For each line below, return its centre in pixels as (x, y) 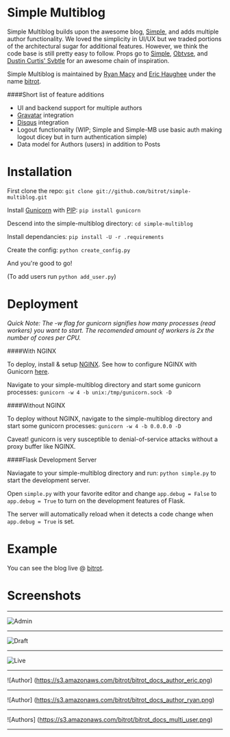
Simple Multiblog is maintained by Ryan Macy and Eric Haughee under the (112, 74)
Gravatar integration (45, 115)
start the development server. (49, 480)
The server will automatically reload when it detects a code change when (110, 514)
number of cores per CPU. (44, 338)
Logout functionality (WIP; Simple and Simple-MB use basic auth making (119, 129)
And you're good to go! (40, 263)
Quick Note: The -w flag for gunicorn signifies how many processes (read (111, 323)
